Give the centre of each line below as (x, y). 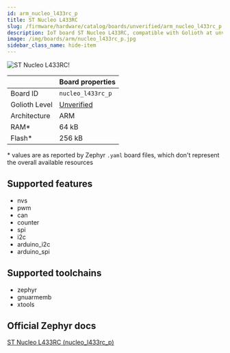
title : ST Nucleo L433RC (42, 20)
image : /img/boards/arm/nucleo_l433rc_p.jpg (72, 39)
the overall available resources (50, 162)
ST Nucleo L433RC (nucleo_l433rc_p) (61, 342)
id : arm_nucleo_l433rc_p (42, 13)
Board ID (25, 93)
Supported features (50, 184)
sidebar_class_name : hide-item (52, 45)
